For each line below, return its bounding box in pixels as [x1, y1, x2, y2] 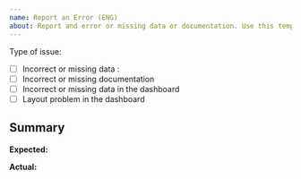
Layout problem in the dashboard [21, 93, 145, 104]
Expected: [9, 144, 48, 155]
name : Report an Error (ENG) [9, 13, 118, 22]
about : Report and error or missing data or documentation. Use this [9, 21, 275, 30]
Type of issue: [9, 46, 62, 56]
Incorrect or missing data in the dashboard [21, 83, 180, 94]
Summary [9, 120, 65, 135]
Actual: [9, 161, 38, 172]
